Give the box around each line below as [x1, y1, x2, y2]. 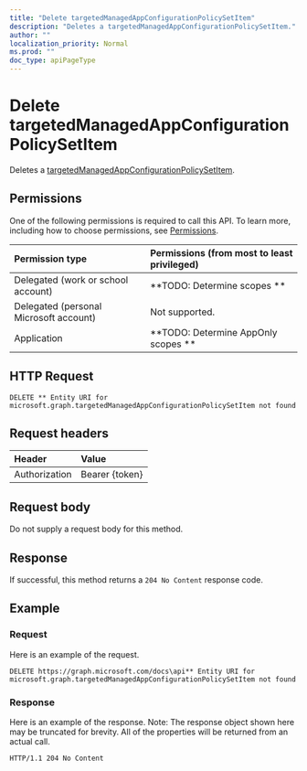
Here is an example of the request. [9, 648, 140, 659]
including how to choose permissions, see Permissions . [9, 225, 219, 236]
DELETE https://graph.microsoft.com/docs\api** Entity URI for [9, 667, 256, 676]
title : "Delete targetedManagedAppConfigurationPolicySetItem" [9, 13, 256, 23]
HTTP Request [9, 369, 94, 384]
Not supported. [150, 305, 216, 318]
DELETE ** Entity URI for [9, 392, 108, 402]
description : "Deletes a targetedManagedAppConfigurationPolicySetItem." [9, 22, 297, 31]
